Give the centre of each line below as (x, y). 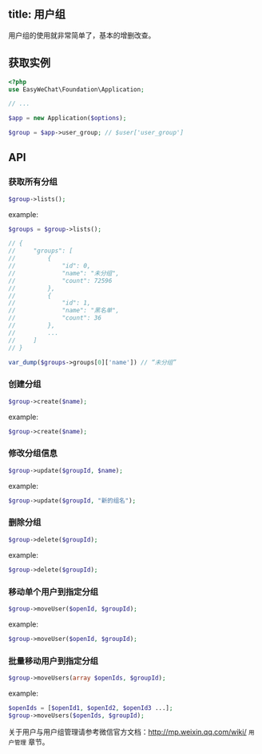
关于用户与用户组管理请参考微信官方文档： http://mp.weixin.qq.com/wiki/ (127, 732)
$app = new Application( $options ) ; (67, 119)
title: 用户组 (37, 14)
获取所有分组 (33, 182)
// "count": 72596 (60, 280)
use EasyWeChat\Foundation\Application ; (77, 89)
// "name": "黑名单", (64, 311)
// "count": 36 (55, 318)
